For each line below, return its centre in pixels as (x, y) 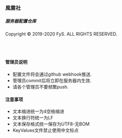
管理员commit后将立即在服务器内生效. (52, 81)
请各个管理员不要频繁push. (41, 87)
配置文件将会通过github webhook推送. (52, 75)
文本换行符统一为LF (33, 118)
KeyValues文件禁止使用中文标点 (46, 130)
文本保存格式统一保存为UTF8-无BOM (51, 124)
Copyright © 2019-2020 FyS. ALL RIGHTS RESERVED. (61, 34)
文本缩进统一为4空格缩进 (38, 111)
